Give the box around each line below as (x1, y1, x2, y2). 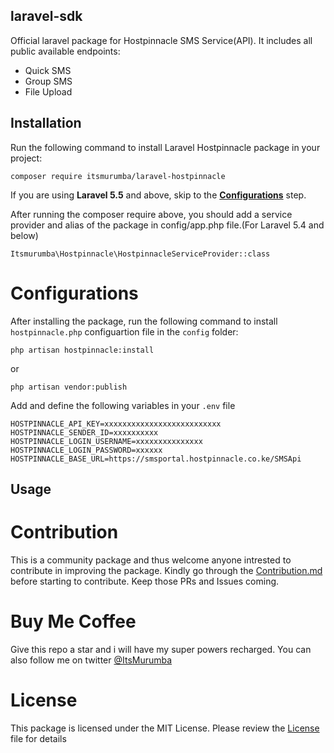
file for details (10, 732, 67, 744)
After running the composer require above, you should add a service (10, 208, 293, 220)
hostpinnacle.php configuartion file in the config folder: (10, 325, 239, 338)
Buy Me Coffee (10, 610, 137, 633)
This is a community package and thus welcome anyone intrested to (10, 554, 292, 566)
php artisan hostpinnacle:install (10, 345, 155, 355)
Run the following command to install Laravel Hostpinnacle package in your (10, 141, 321, 153)
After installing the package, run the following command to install (10, 315, 278, 327)
